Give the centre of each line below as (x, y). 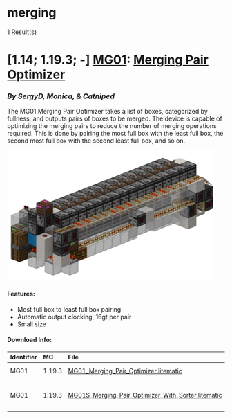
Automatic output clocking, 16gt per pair (74, 317)
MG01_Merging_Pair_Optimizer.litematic (125, 371)
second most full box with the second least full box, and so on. (96, 141)
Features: (21, 294)
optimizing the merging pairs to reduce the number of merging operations (112, 126)
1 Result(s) (22, 32)
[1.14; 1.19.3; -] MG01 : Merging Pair (108, 60)
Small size (32, 324)
